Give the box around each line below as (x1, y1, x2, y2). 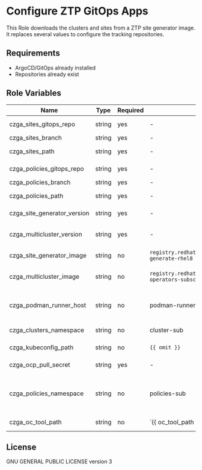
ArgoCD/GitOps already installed (14, 64, 96, 71)
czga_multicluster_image (9, 272, 80, 281)
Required (117, 106, 144, 114)
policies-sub (149, 389, 186, 398)
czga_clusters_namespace (9, 326, 84, 334)
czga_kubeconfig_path (9, 343, 74, 351)
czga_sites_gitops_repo (9, 119, 75, 128)
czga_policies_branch (9, 178, 71, 186)
